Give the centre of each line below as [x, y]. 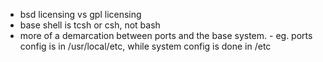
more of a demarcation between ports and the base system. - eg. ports [166, 35]
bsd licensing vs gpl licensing [80, 14]
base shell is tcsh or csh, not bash [90, 25]
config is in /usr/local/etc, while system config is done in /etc [145, 46]
